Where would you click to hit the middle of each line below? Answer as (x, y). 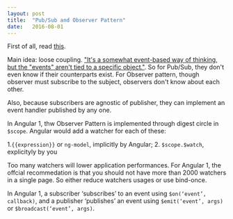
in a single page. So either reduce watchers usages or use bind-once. (107, 180)
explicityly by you (32, 152)
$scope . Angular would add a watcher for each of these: (87, 131)
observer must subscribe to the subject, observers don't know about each (114, 82)
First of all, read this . (37, 47)
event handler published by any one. (59, 110)
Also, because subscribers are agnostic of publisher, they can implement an (116, 103)
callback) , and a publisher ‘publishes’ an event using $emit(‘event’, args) (115, 201)
